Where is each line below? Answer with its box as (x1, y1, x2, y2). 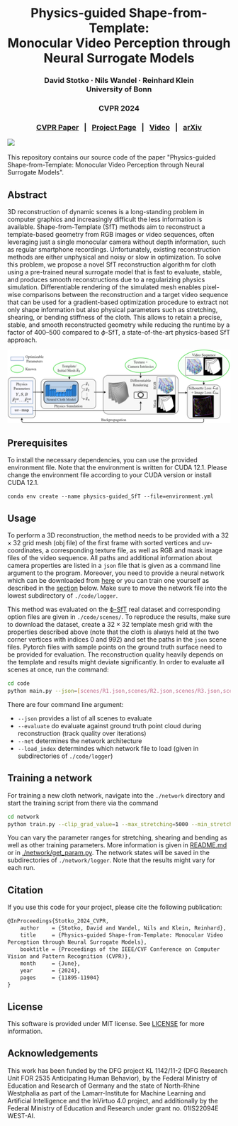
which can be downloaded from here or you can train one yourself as (7, 576, 210, 585)
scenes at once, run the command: (7, 665, 109, 674)
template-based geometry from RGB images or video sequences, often (7, 230, 215, 239)
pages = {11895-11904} (20, 974, 100, 981)
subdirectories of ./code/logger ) (17, 752, 113, 760)
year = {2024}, (20, 967, 81, 974)
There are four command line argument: (7, 700, 124, 708)
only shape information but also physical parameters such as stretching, (7, 306, 218, 314)
